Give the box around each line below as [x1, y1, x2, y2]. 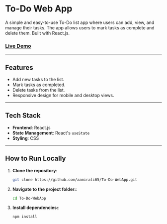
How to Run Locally [5, 154, 66, 163]
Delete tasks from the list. [12, 87, 65, 93]
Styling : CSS [12, 135, 39, 141]
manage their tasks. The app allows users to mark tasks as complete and [5, 24, 155, 30]
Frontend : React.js [12, 124, 51, 130]
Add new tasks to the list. [12, 77, 65, 83]
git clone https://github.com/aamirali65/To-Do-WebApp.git [12, 177, 138, 182]
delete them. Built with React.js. [5, 30, 70, 36]
